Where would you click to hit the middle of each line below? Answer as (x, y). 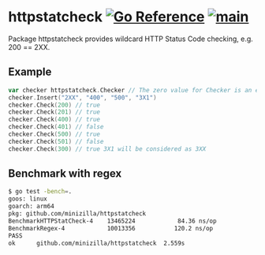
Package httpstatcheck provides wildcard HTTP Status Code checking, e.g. (131, 39)
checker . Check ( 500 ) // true (54, 134)
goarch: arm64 (32, 206)
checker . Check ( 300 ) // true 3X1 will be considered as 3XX (107, 149)
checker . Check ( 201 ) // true (54, 112)
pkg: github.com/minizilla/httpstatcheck (77, 214)
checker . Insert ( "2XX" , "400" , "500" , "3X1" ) (82, 97)
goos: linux (28, 199)
